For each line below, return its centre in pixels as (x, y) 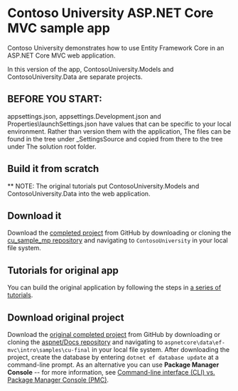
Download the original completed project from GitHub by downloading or (114, 334)
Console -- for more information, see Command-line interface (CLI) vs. (111, 372)
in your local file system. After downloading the (161, 349)
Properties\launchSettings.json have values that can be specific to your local (119, 124)
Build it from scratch (53, 169)
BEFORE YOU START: (55, 99)
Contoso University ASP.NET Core (110, 13)
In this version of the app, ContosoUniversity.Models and (91, 69)
